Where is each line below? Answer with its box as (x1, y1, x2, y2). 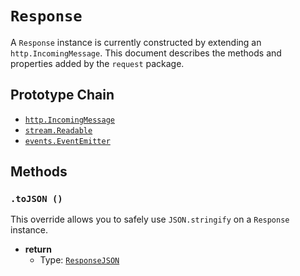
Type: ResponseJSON (39, 254, 120, 266)
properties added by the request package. (10, 57, 185, 69)
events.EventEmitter (24, 136, 111, 146)
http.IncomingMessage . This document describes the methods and (10, 47, 282, 59)
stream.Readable (24, 125, 93, 136)
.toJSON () (10, 193, 63, 205)
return (24, 243, 52, 256)
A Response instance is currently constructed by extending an (10, 36, 262, 48)
